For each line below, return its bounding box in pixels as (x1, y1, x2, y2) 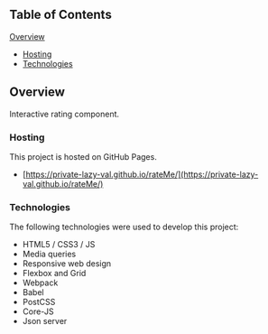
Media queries (22, 248, 77, 260)
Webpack (22, 277, 59, 288)
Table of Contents (9, 7, 113, 23)
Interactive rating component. (9, 108, 120, 119)
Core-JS (22, 306, 54, 317)
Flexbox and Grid (22, 268, 87, 279)
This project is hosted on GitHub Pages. (9, 151, 158, 162)
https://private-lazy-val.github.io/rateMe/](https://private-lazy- (25, 169, 259, 180)
